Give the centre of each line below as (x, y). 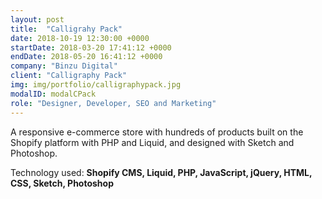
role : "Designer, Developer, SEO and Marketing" (113, 103)
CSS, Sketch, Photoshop (62, 183)
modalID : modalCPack (53, 94)
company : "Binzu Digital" (64, 66)
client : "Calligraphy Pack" (69, 76)
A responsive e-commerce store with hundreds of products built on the (157, 132)
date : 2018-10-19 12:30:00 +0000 (80, 38)
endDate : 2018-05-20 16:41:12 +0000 (86, 57)
